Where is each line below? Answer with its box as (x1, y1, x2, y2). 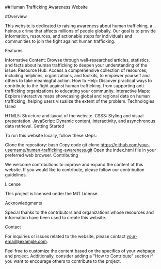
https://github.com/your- (100, 142, 150, 147)
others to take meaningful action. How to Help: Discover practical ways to (5, 78, 152, 83)
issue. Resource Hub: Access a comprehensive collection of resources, (5, 67, 148, 73)
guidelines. (5, 172, 27, 177)
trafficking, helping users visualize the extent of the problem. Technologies (5, 98, 155, 104)
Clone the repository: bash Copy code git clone (5, 142, 100, 147)
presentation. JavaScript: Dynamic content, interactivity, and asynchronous (5, 118, 156, 124)
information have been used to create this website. (5, 215, 107, 220)
